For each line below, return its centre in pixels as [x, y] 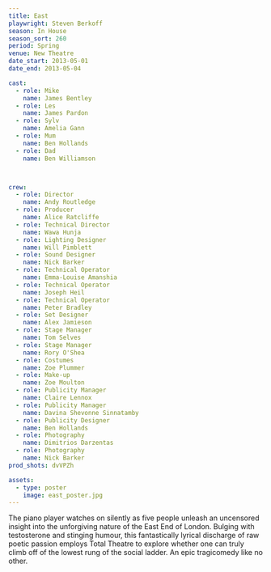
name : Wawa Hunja [52, 232]
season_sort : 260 [38, 38]
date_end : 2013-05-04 [45, 69]
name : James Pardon [56, 113]
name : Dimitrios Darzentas [68, 443]
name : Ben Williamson [59, 159]
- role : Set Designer [52, 315]
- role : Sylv [38, 121]
